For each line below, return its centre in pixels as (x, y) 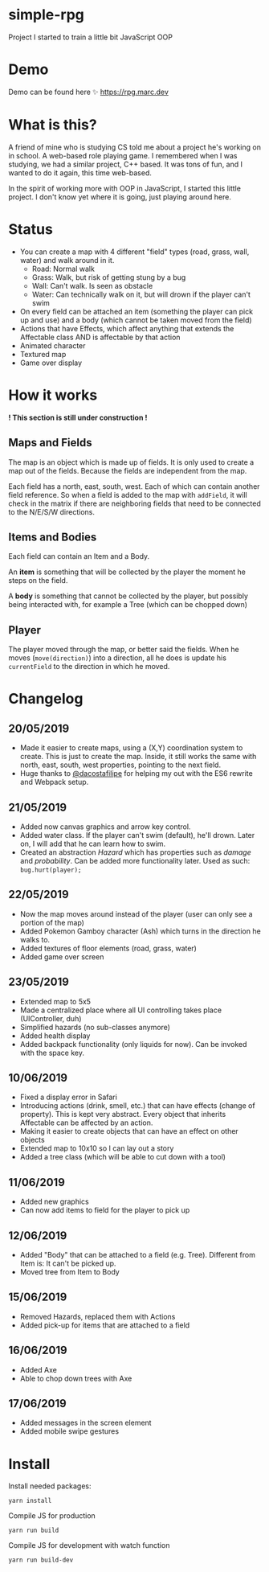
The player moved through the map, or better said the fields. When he (124, 650)
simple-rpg (46, 15)
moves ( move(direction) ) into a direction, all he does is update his (118, 658)
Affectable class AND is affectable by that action (100, 337)
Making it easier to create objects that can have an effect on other (129, 1131)
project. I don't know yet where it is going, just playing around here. (120, 197)
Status (31, 229)
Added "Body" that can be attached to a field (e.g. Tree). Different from (137, 1255)
